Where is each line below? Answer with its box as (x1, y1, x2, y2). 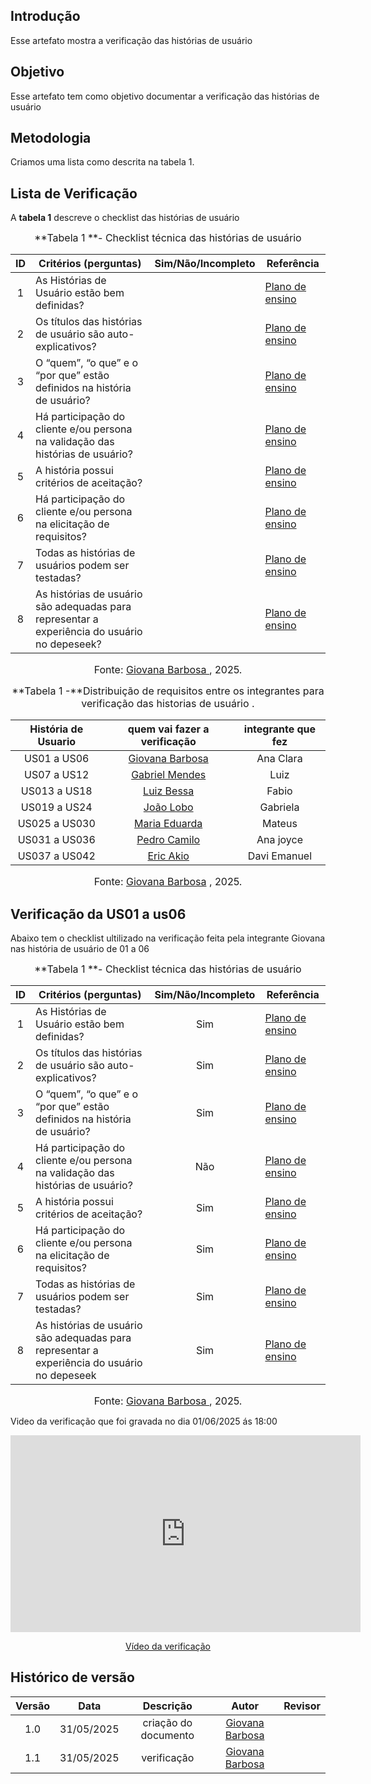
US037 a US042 (17, 849, 96, 863)
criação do (142, 1715, 193, 1729)
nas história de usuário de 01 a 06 (10, 943, 150, 955)
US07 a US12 (24, 768, 90, 782)
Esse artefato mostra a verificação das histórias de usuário (10, 34, 253, 46)
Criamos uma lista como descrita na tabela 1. (10, 156, 195, 168)
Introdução (10, 8, 81, 25)
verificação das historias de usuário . (81, 697, 255, 711)
